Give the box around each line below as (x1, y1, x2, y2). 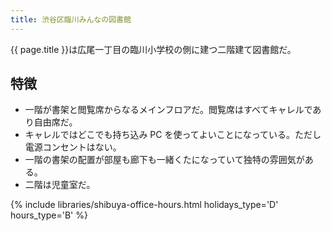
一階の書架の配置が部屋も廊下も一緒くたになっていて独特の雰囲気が (24, 154, 305, 166)
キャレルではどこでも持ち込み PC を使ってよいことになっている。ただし (24, 129, 322, 141)
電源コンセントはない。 (24, 141, 122, 153)
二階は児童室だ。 (24, 179, 96, 191)
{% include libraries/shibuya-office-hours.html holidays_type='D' (10, 199, 279, 211)
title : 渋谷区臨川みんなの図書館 (10, 14, 132, 25)
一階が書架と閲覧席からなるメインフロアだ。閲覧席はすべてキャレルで (24, 104, 313, 116)
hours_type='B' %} (10, 209, 88, 221)
